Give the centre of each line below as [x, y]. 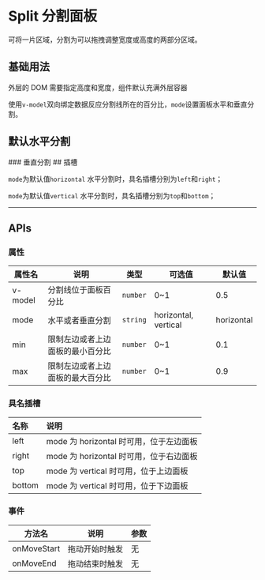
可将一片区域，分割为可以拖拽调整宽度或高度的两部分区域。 [105, 40]
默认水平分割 [39, 142]
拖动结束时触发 [95, 563]
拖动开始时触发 [95, 548]
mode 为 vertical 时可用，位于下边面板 [117, 485]
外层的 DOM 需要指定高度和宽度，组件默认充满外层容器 [98, 87]
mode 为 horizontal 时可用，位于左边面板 [122, 441]
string [134, 320]
